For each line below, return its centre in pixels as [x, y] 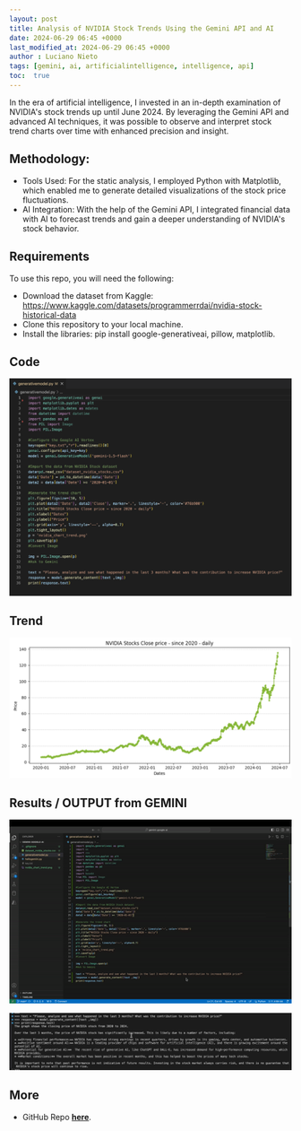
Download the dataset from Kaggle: [88, 295]
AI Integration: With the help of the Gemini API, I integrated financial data [156, 209]
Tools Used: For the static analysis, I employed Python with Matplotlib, [152, 180]
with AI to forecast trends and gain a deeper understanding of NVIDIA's [154, 219]
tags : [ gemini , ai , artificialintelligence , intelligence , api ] [132, 66]
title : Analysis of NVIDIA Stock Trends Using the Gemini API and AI [142, 28]
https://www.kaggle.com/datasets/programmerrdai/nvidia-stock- [142, 305]
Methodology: [50, 159]
